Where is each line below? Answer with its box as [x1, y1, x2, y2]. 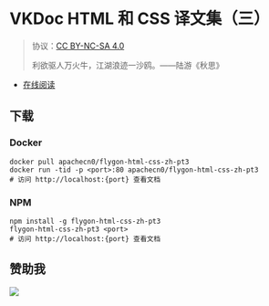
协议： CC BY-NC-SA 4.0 [31, 40, 125, 51]
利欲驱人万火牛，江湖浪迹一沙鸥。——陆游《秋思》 [31, 59, 224, 70]
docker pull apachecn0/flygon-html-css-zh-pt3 [9, 157, 190, 166]
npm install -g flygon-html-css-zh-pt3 [9, 216, 161, 226]
